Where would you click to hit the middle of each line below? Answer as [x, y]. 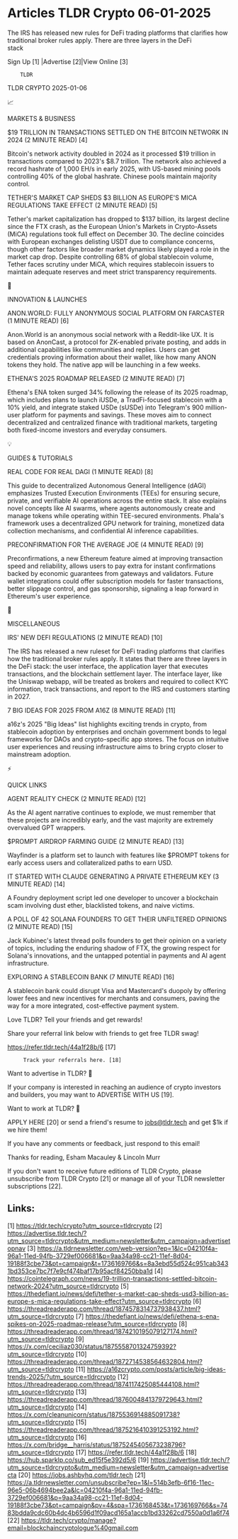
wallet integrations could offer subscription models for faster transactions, [115, 581]
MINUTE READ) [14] [36, 884]
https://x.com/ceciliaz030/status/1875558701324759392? [92, 1346]
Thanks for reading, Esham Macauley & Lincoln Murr [84, 1157]
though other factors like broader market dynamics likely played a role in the [119, 249]
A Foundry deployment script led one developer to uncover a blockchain [113, 898]
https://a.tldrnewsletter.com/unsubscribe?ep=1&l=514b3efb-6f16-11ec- [111, 1482]
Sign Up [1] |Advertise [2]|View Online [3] [68, 61]
